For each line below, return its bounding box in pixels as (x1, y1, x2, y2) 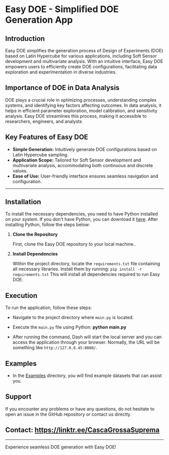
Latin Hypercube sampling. (12, 151, 69, 158)
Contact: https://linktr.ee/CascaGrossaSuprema (5, 426, 160, 434)
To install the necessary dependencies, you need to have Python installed (5, 211, 158, 217)
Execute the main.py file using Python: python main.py (12, 324, 127, 330)
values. (12, 168, 28, 174)
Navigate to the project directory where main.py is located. (12, 315, 134, 321)
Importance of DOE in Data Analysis (5, 84, 120, 92)
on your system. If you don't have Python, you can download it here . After (5, 216, 158, 222)
